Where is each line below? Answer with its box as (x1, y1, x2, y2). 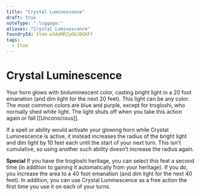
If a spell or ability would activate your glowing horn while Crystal (6, 126, 169, 133)
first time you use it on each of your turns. (6, 183, 111, 190)
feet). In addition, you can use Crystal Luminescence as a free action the (6, 176, 187, 183)
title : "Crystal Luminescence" (6, 8, 85, 15)
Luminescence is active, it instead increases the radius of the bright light (6, 132, 187, 140)
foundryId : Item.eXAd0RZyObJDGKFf (6, 31, 94, 38)
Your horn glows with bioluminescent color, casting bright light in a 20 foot (6, 88, 192, 96)
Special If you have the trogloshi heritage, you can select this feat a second (6, 157, 195, 164)
